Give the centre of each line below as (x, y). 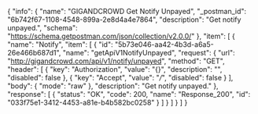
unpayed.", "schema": (42, 28)
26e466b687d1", (34, 53)
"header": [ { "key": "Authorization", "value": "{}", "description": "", (115, 69)
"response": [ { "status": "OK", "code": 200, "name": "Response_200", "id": (129, 94)
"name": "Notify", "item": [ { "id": (60, 45)
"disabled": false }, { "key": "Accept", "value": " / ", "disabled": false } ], (120, 78)
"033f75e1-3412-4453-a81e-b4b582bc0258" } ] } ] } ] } (98, 102)
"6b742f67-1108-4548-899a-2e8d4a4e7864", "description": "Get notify (124, 20)
